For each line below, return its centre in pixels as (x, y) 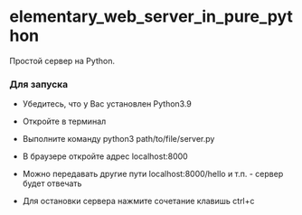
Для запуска (39, 84)
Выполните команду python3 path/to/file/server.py (118, 139)
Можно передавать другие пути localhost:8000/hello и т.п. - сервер (153, 174)
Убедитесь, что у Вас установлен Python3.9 (107, 104)
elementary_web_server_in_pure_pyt (151, 17)
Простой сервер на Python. (62, 61)
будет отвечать (52, 183)
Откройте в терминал (64, 122)
